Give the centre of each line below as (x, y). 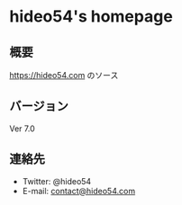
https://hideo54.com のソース (64, 75)
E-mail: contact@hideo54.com (79, 191)
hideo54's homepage (91, 17)
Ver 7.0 (23, 129)
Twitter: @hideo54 (57, 181)
